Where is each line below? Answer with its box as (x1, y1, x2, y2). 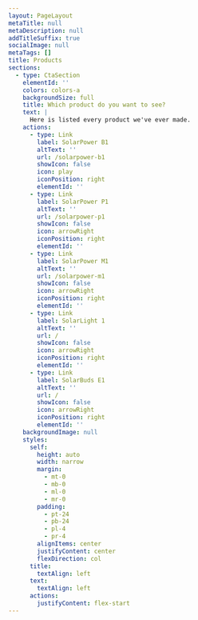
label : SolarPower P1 (37, 198, 109, 206)
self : (29, 443, 48, 451)
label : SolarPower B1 (37, 138, 109, 146)
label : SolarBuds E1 (37, 376, 105, 384)
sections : (8, 64, 42, 72)
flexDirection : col (37, 554, 102, 562)
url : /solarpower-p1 (37, 213, 105, 221)
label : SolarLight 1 (37, 317, 105, 325)
